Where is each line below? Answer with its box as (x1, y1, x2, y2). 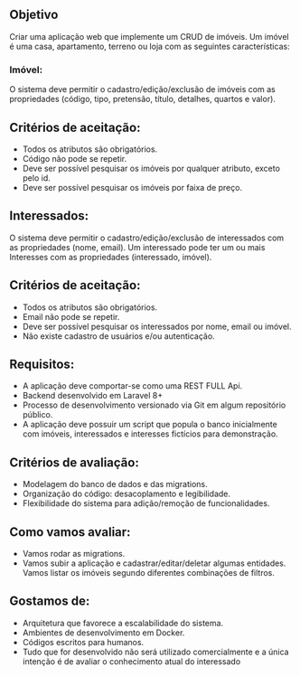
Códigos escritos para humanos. (22, 636, 145, 647)
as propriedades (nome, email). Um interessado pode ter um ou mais (9, 241, 266, 252)
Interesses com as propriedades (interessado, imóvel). (9, 251, 212, 262)
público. (22, 409, 53, 420)
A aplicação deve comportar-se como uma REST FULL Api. (22, 380, 243, 391)
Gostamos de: (9, 594, 90, 609)
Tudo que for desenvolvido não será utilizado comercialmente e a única (22, 646, 289, 657)
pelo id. (22, 172, 52, 183)
